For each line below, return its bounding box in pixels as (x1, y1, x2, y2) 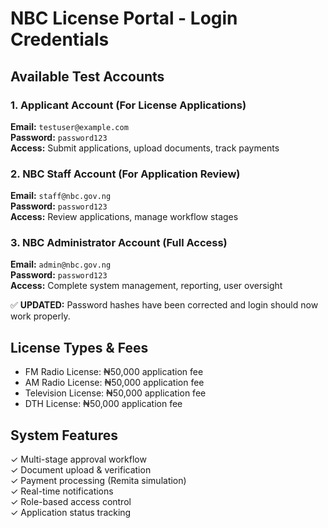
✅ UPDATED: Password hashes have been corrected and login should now (10, 299, 319, 311)
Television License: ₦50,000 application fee (24, 387, 207, 399)
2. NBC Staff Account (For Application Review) (10, 167, 241, 181)
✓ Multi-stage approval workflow (10, 453, 147, 466)
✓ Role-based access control (10, 496, 132, 508)
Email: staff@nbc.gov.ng (10, 190, 112, 202)
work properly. (10, 310, 71, 322)
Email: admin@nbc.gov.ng (10, 258, 112, 271)
